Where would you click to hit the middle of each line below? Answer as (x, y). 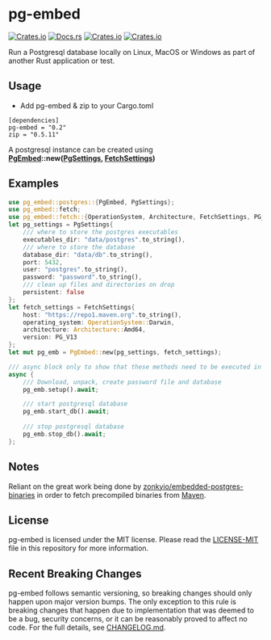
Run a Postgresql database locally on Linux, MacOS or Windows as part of (132, 52)
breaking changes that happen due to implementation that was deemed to (131, 610)
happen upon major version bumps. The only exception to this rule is (122, 602)
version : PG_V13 (50, 337)
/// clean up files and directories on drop (99, 285)
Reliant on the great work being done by (75, 486)
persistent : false (54, 293)
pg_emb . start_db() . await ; (67, 412)
